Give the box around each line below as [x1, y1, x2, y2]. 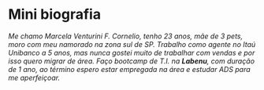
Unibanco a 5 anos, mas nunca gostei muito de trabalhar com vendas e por [8, 48, 255, 57]
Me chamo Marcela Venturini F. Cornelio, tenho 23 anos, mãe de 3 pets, [8, 31, 244, 41]
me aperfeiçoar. [8, 73, 61, 82]
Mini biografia [8, 5, 101, 23]
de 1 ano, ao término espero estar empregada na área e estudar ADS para [8, 64, 251, 74]
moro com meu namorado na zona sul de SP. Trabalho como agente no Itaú [8, 39, 256, 49]
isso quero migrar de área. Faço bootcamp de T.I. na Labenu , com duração [8, 56, 255, 66]
